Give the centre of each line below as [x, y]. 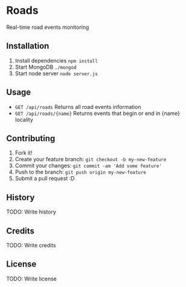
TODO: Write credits [31, 245]
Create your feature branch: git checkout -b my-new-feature [91, 159]
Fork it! [24, 153]
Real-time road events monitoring [48, 27]
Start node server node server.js [56, 73]
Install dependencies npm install [56, 60]
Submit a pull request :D [45, 179]
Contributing [31, 138]
